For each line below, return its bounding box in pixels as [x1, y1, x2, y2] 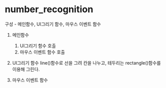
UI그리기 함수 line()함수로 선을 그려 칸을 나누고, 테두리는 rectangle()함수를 [12, 60, 161, 66]
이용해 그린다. [12, 66, 40, 72]
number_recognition [5, 4, 93, 15]
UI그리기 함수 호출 [19, 42, 56, 49]
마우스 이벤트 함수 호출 [19, 49, 65, 55]
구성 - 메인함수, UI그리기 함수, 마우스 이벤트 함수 [5, 21, 101, 27]
